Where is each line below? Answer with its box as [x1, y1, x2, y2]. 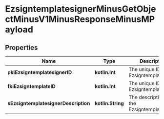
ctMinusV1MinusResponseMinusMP [5, 14, 155, 25]
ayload [5, 24, 33, 35]
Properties [5, 43, 38, 51]
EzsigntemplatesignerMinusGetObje [5, 3, 156, 15]
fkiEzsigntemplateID [7, 83, 56, 89]
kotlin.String [95, 100, 124, 106]
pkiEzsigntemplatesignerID [7, 69, 72, 76]
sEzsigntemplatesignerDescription [7, 100, 90, 106]
